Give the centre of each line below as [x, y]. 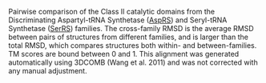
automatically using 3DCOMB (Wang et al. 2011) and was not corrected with [133, 62]
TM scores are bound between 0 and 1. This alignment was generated [124, 54]
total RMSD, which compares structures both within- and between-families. [133, 45]
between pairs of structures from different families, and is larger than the [128, 37]
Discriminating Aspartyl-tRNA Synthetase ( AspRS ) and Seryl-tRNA [118, 20]
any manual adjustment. [48, 71]
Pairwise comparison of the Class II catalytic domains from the [111, 12]
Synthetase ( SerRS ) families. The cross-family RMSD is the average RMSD [131, 28]
